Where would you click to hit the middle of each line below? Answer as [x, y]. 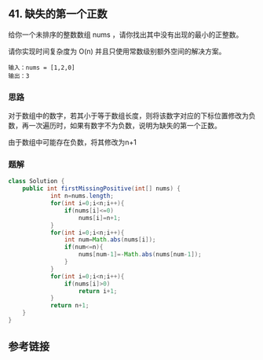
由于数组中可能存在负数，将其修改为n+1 [73, 142]
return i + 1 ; [98, 291]
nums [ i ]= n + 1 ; [100, 218]
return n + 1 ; [69, 306]
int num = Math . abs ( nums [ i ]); [110, 240]
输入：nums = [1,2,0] [42, 68]
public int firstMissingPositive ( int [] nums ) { [101, 189]
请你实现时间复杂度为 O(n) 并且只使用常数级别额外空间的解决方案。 [117, 51]
